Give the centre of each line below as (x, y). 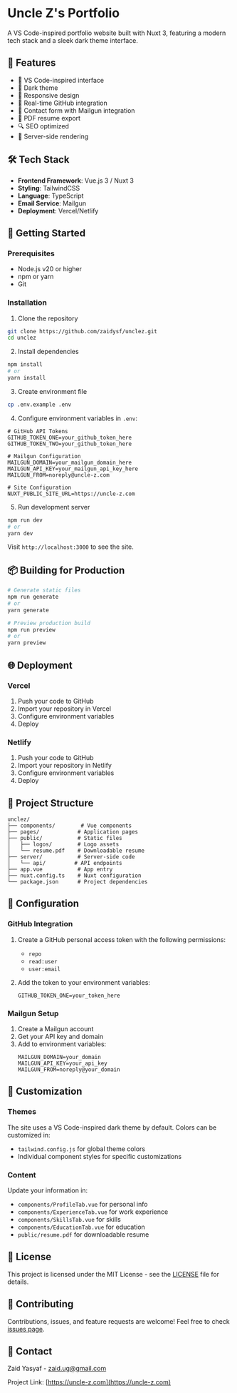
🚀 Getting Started (47, 233)
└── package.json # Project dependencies (78, 882)
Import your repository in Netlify (65, 766)
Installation (27, 303)
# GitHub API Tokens (38, 431)
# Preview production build (49, 623)
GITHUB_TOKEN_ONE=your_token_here (69, 996)
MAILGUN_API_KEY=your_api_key (63, 1064)
